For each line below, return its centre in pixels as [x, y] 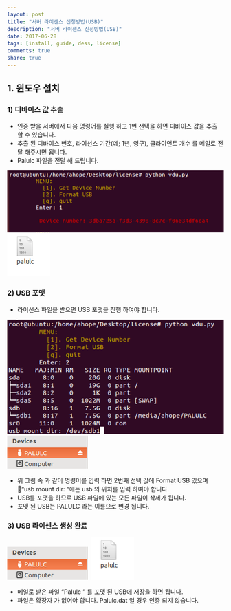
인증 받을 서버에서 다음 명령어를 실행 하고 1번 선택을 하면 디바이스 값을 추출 [117, 126]
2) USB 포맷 [26, 293]
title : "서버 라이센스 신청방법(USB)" [55, 22]
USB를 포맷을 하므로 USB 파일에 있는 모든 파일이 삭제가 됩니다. [102, 498]
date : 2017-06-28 [32, 36]
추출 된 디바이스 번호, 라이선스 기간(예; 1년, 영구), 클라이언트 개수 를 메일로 [117, 143]
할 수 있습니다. [36, 135]
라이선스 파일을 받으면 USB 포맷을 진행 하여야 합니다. [88, 309]
